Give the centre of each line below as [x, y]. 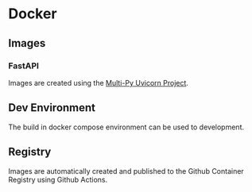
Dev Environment [52, 108]
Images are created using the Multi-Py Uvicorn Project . [99, 83]
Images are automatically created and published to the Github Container [126, 171]
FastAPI [24, 66]
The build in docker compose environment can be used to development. [126, 127]
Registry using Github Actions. [58, 179]
